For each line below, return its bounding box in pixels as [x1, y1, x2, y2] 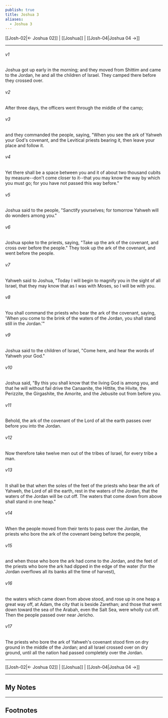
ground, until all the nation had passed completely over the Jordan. [5, 649, 143, 656]
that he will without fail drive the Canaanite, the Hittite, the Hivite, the [5, 385, 146, 391]
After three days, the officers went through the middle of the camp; [5, 105, 143, 111]
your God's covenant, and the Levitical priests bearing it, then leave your [5, 137, 155, 143]
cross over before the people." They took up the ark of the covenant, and [5, 245, 156, 251]
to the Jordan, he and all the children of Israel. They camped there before [5, 72, 156, 78]
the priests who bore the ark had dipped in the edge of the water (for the [5, 563, 155, 569]
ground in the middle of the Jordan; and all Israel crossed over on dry [5, 644, 148, 650]
